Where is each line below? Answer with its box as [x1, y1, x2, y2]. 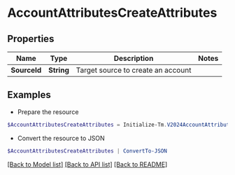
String [48, 65, 70, 75]
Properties [7, 33, 55, 45]
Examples [7, 89, 51, 101]
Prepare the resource [17, 107, 79, 116]
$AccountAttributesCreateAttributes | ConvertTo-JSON [7, 147, 168, 155]
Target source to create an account [76, 65, 192, 75]
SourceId [10, 65, 42, 75]
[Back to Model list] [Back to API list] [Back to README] [7, 160, 168, 169]
